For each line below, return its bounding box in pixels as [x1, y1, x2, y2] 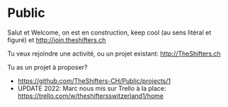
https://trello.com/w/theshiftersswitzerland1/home [17, 92, 164, 100]
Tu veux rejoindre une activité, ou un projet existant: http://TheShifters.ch [7, 49, 221, 58]
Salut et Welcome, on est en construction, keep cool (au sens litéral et [7, 28, 212, 37]
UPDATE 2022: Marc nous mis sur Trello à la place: [17, 84, 166, 92]
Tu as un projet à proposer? [7, 63, 88, 71]
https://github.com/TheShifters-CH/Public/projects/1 [17, 76, 171, 85]
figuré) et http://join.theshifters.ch [7, 35, 106, 44]
